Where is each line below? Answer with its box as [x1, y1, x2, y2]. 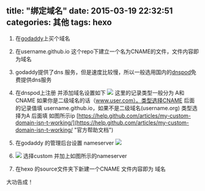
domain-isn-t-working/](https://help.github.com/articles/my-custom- [15, 119, 190, 126]
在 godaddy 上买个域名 [15, 34, 70, 42]
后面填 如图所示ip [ [31, 112, 79, 119]
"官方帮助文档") [74, 126, 114, 133]
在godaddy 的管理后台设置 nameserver [15, 139, 114, 146]
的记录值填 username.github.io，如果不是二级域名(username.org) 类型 [15, 104, 193, 111]
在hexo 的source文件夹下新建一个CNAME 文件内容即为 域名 [15, 165, 166, 173]
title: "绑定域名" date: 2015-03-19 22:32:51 [6, 6, 173, 17]
